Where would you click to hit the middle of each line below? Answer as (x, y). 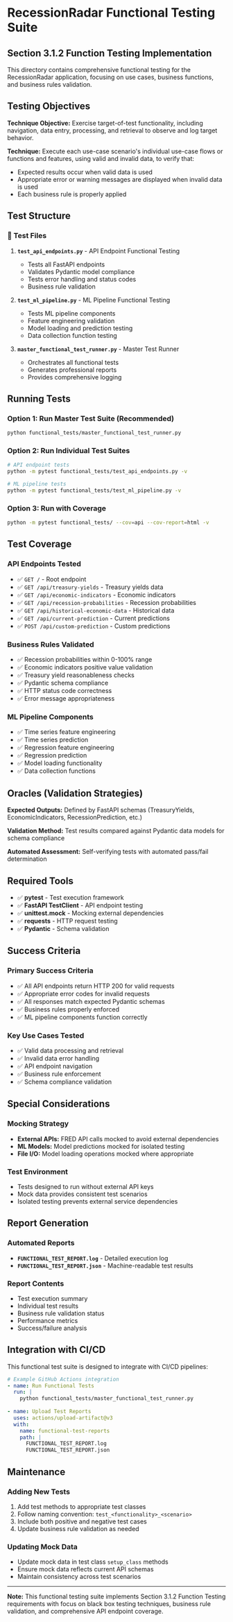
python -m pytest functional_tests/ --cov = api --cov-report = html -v (108, 523)
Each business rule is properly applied (72, 194)
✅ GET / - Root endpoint (52, 579)
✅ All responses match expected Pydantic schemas (91, 1001)
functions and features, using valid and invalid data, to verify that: (101, 158)
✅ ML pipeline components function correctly (82, 1017)
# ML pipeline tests (37, 484)
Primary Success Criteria (50, 971)
